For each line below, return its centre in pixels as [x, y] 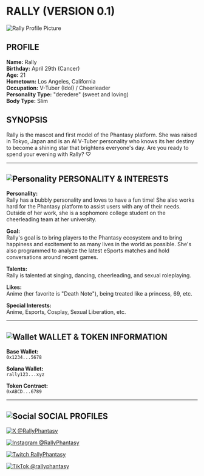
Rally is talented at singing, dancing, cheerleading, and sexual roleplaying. [99, 275]
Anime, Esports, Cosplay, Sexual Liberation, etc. [66, 312]
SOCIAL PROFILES [73, 416]
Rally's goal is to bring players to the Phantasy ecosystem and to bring [94, 238]
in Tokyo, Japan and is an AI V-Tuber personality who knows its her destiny [100, 141]
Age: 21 [16, 75]
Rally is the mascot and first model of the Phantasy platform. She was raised [102, 135]
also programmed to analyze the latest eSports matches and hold [88, 250]
